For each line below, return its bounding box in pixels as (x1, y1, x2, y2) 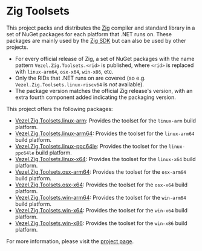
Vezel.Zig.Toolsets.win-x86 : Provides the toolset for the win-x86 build (15, 219, 187, 227)
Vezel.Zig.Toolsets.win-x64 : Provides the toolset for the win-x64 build (15, 206, 187, 214)
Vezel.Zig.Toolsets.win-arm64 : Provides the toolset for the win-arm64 (15, 194, 186, 201)
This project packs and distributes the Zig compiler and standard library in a (6, 24, 195, 31)
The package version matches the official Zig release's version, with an (15, 87, 193, 94)
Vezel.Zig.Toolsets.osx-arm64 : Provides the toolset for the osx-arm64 (15, 168, 186, 176)
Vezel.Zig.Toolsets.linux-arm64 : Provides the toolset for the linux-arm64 (15, 130, 195, 137)
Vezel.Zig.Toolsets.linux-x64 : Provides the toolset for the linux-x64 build (15, 155, 196, 162)
